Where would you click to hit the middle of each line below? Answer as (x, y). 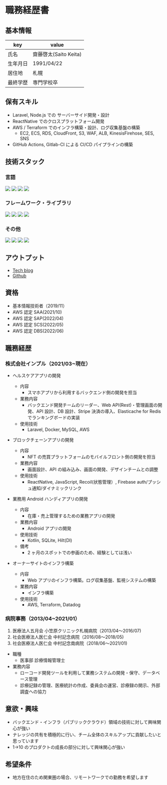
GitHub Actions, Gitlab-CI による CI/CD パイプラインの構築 (73, 144)
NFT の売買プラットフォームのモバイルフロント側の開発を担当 (91, 457)
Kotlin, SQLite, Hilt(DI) (50, 540)
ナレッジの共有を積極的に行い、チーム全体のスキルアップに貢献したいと (87, 734)
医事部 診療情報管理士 (42, 660)
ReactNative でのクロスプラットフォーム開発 (58, 121)
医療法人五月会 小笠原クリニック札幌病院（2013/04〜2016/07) (77, 630)
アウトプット (25, 258)
